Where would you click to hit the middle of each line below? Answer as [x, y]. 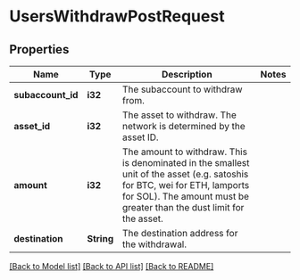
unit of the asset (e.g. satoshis [185, 174]
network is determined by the [183, 126]
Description [187, 74]
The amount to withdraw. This [185, 152]
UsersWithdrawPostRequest [117, 16]
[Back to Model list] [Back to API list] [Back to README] [112, 266]
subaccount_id [46, 95]
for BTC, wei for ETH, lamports [186, 185]
